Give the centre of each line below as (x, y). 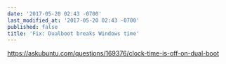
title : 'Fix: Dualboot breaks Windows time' (73, 33)
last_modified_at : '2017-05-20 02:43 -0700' (73, 20)
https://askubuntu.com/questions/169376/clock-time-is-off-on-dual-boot (113, 53)
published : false (33, 27)
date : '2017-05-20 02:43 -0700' (54, 14)
